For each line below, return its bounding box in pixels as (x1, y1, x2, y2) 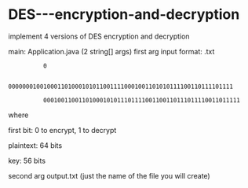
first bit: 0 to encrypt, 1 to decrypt (8, 125, 117, 135)
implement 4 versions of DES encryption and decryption (8, 31, 190, 41)
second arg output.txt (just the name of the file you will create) (8, 171, 210, 180)
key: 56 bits (8, 156, 46, 165)
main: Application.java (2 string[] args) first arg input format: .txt (8, 46, 215, 56)
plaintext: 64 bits (8, 140, 63, 150)
